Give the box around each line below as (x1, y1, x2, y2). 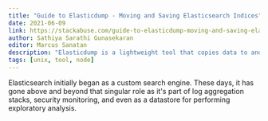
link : (8, 26, 26, 34)
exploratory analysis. (8, 103, 77, 112)
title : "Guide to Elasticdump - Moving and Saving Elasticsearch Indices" (8, 11, 262, 20)
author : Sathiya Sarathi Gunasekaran (8, 33, 134, 42)
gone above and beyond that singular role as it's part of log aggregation (8, 86, 245, 96)
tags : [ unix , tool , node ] (8, 57, 94, 64)
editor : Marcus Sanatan (8, 41, 88, 49)
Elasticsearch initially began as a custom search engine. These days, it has (8, 77, 254, 88)
